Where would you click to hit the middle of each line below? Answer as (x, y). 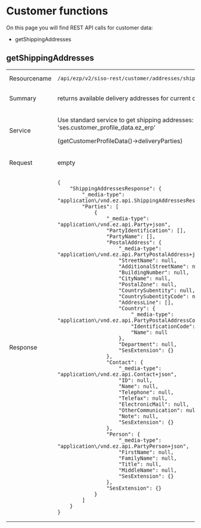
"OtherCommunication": (151, 410)
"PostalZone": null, (148, 284)
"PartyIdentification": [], (146, 230)
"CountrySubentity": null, (157, 290)
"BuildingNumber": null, (154, 272)
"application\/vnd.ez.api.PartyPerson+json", (123, 446)
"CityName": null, (145, 278)
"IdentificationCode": (163, 326)
